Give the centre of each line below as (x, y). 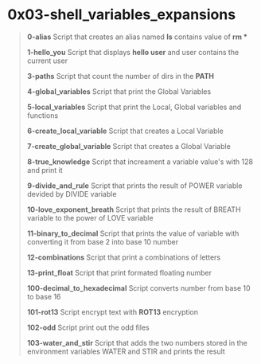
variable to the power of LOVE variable (90, 217)
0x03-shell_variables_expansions (122, 15)
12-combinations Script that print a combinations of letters (123, 257)
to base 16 (44, 296)
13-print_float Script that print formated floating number (119, 272)
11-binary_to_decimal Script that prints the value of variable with (133, 233)
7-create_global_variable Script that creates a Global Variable (129, 146)
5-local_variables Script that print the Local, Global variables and (134, 107)
